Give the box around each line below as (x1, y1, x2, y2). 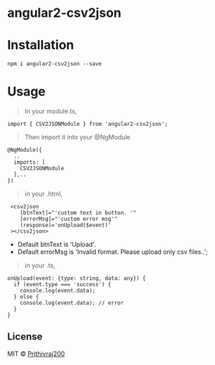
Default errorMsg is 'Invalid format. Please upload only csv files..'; (17, 248, 209, 256)
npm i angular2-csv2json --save (7, 60, 102, 68)
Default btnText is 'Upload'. (17, 241, 96, 249)
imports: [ (13, 159, 46, 166)
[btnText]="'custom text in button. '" (20, 210, 137, 217)
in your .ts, (24, 262, 56, 270)
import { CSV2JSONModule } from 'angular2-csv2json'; (7, 121, 169, 128)
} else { (13, 293, 39, 300)
